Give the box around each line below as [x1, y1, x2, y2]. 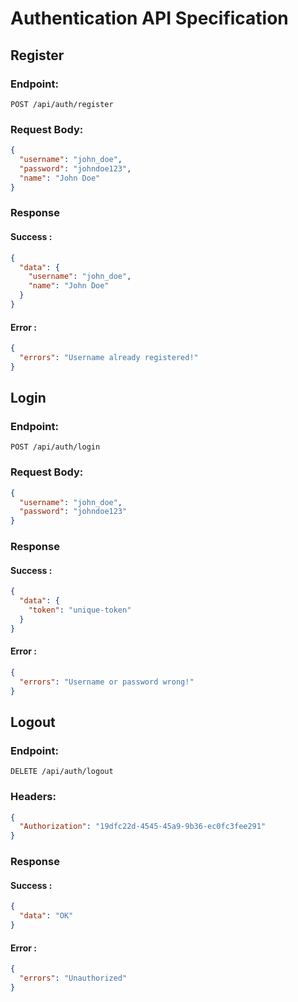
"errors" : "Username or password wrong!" [19, 677, 195, 687]
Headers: [10, 790, 57, 804]
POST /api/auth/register [10, 99, 114, 109]
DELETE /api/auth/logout [10, 767, 114, 777]
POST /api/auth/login [10, 442, 101, 452]
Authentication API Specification [10, 7, 289, 30]
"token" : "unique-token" [28, 605, 132, 616]
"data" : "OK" [19, 911, 74, 921]
